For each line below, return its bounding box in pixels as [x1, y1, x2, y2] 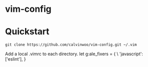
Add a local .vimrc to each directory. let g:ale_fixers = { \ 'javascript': [5, 51, 143, 57]
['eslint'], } [5, 56, 26, 62]
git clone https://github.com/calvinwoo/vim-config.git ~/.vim [5, 42, 137, 47]
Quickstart [5, 26, 50, 37]
